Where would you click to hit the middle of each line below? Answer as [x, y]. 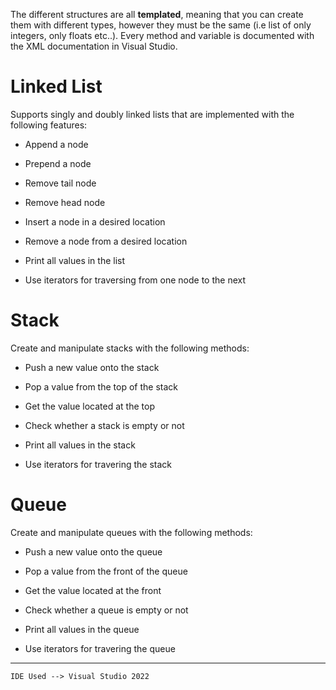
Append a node [56, 144]
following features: [49, 125]
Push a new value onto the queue [93, 551]
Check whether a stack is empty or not [104, 425]
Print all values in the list [75, 260]
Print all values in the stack [80, 445]
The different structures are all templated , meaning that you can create [157, 14]
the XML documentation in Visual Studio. [94, 46]
